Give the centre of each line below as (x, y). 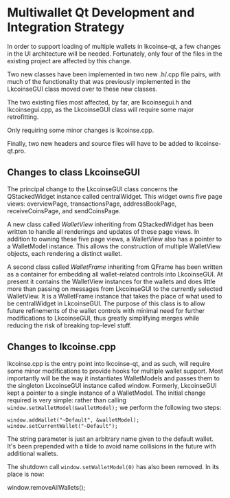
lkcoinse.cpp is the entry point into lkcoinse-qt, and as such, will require (109, 363)
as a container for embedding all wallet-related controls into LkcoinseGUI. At (115, 274)
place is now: (26, 474)
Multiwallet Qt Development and (101, 13)
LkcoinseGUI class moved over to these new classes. (82, 89)
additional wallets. (33, 453)
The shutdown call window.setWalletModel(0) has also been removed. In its (113, 466)
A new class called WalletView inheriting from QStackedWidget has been (111, 224)
